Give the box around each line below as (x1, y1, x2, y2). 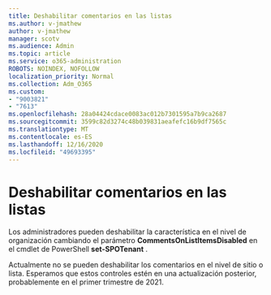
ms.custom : (8, 87, 45, 96)
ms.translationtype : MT (8, 125, 89, 133)
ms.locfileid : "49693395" (8, 148, 96, 156)
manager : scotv (8, 34, 60, 43)
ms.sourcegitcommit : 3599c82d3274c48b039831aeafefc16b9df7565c (8, 118, 227, 126)
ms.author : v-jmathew (8, 20, 82, 28)
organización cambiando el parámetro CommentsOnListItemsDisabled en (8, 236, 258, 245)
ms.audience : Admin (8, 42, 75, 50)
